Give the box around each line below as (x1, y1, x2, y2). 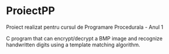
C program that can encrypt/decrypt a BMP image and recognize (6, 35, 163, 42)
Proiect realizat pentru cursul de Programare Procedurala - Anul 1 (6, 23, 164, 31)
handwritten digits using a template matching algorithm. (6, 41, 140, 48)
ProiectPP (6, 4, 56, 18)
